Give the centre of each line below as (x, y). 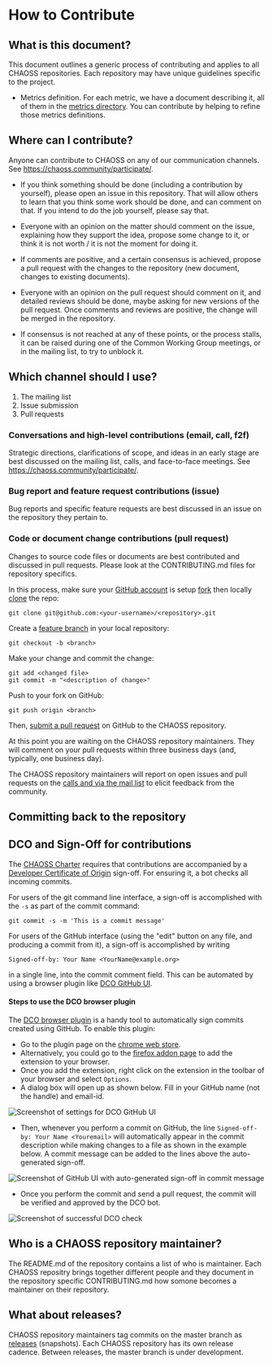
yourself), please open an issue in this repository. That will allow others (139, 193)
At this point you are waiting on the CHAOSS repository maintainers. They (132, 741)
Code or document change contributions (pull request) (119, 539)
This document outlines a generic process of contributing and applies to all (134, 64)
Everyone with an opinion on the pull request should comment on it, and (141, 292)
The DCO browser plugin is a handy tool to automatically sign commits (126, 1020)
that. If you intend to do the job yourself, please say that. (115, 210)
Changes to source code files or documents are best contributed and (124, 556)
